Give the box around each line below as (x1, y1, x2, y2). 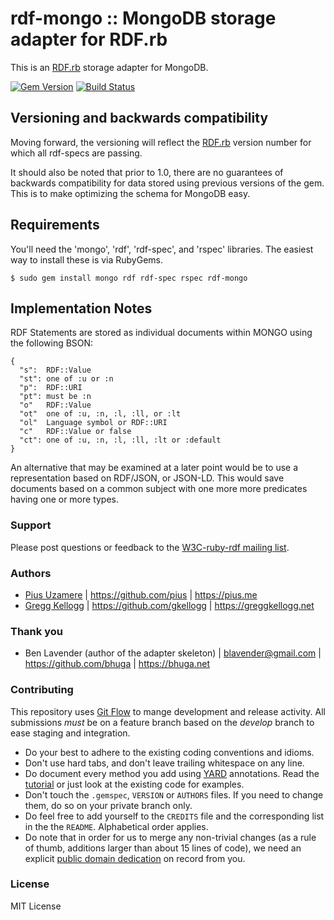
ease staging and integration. (10, 727, 131, 739)
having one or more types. (10, 493, 120, 506)
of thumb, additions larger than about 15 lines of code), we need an (24, 842, 302, 854)
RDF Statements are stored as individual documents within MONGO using (10, 327, 313, 339)
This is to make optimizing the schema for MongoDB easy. (10, 187, 251, 199)
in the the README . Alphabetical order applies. (24, 820, 209, 832)
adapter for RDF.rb (10, 28, 168, 51)
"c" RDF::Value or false (19, 427, 132, 437)
